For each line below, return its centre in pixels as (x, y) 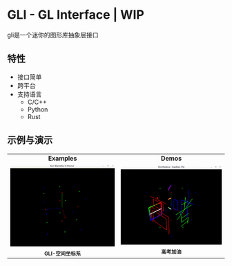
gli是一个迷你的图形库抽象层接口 (53, 35)
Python (38, 109)
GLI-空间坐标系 (62, 254)
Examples (62, 159)
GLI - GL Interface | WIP (76, 15)
